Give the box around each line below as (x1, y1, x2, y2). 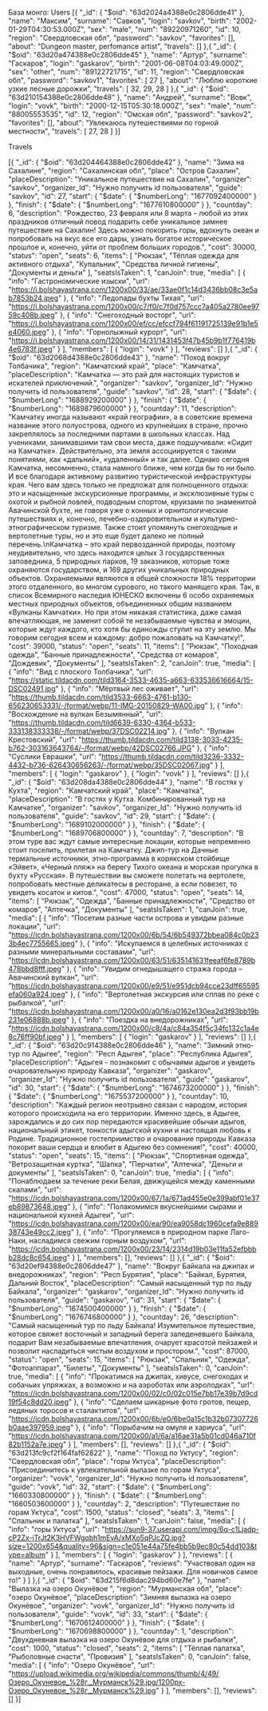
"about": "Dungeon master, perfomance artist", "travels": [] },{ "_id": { (8, 42, 237, 51)
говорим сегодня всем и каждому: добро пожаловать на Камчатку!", (8, 633, 245, 643)
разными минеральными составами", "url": (8, 947, 156, 957)
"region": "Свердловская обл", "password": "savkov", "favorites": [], (8, 33, 235, 42)
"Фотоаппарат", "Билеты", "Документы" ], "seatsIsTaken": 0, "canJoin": (8, 1363, 249, 1372)
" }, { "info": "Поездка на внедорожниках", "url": (65, 1015, 229, 1025)
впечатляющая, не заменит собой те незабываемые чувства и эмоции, (8, 616, 252, 625)
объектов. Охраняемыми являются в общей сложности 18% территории (8, 574, 256, 583)
